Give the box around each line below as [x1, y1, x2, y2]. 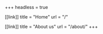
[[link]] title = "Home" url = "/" [5, 14, 68, 19]
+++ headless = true [5, 4, 48, 10]
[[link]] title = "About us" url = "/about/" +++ [5, 23, 98, 29]
